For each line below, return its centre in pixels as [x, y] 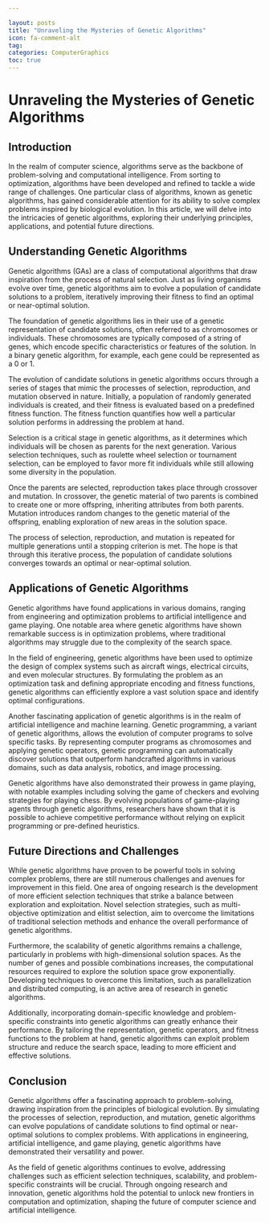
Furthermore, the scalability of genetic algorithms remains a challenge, [125, 946]
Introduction [40, 147]
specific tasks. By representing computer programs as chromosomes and [130, 741]
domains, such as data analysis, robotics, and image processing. [115, 767]
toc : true [25, 60]
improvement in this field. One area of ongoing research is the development [133, 888]
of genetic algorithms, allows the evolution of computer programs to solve [130, 733]
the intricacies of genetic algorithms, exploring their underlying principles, [130, 218]
